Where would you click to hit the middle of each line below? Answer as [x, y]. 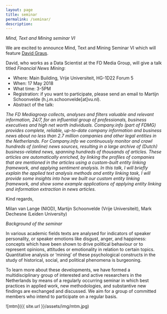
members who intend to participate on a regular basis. [62, 296]
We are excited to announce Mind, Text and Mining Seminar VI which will [81, 48]
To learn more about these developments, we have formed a [68, 270]
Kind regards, [20, 199]
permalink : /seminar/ [28, 19]
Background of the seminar [34, 224]
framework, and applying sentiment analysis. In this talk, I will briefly [77, 168]
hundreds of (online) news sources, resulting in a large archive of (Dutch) [81, 147]
